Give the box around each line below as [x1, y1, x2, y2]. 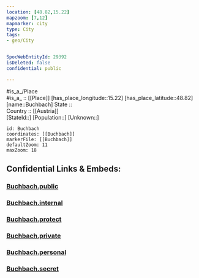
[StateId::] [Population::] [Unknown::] [6, 114, 99, 121]
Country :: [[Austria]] [6, 107, 59, 114]
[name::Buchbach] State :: [6, 101, 72, 108]
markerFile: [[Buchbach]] [6, 136, 72, 142]
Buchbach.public [6, 182, 59, 190]
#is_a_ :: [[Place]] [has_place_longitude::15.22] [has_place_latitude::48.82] [6, 94, 193, 101]
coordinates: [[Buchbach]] [6, 131, 75, 137]
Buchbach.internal [6, 198, 63, 207]
